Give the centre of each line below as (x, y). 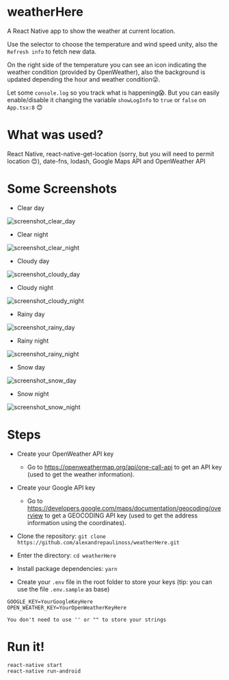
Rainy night (33, 341)
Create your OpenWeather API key (65, 454)
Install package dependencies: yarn (67, 568)
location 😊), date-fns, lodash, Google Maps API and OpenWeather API (106, 161)
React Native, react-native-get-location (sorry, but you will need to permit (111, 154)
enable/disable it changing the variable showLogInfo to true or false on (107, 99)
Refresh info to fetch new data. (52, 51)
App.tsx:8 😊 (25, 107)
